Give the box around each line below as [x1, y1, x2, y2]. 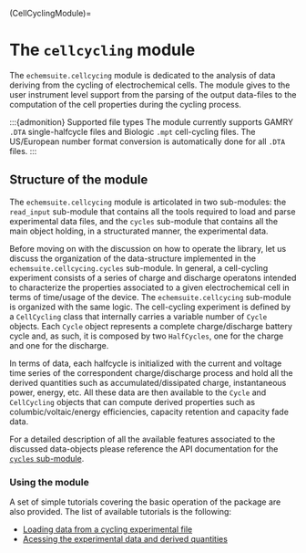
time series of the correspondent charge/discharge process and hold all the [9, 367, 293, 378]
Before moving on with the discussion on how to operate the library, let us [9, 243, 287, 254]
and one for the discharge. [9, 339, 109, 350]
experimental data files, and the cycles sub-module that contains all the [9, 215, 279, 226]
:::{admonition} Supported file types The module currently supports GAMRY [9, 116, 294, 127]
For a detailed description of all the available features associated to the [9, 433, 276, 444]
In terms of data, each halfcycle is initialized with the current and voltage [9, 358, 282, 369]
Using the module [9, 475, 89, 488]
